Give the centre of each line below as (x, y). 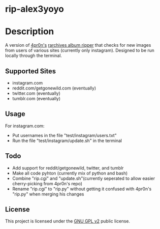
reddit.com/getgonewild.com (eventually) (54, 88)
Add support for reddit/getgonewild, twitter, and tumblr (68, 168)
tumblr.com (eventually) (36, 98)
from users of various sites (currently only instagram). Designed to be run (80, 51)
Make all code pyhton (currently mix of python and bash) (70, 173)
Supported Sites (31, 71)
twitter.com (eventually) (36, 93)
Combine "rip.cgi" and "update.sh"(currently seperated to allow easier (83, 178)
